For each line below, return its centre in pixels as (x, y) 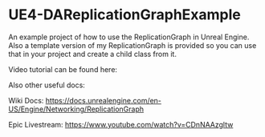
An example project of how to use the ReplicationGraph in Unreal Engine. (129, 37)
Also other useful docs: (47, 85)
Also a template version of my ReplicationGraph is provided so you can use (132, 45)
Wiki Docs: (26, 100)
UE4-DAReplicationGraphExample (124, 15)
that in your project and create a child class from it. (92, 54)
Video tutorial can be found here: (63, 69)
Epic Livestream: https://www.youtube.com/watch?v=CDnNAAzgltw (121, 124)
